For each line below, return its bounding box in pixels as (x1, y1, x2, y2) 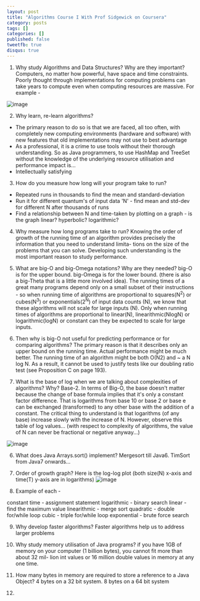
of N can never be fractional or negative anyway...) (15, 429, 140, 436)
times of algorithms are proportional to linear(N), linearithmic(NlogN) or (15, 311, 190, 318)
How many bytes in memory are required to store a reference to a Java (15, 572, 189, 579)
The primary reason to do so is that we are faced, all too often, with (15, 123, 180, 131)
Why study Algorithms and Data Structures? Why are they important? (15, 64, 185, 71)
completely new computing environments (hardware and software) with (15, 130, 191, 137)
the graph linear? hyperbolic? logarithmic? (15, 216, 119, 223)
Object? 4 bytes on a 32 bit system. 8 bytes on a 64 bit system (15, 578, 170, 585)
